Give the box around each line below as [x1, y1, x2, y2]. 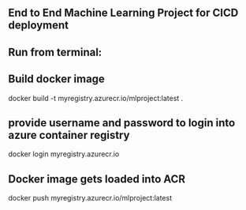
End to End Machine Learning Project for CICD [8, 6, 239, 20]
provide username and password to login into [8, 116, 236, 129]
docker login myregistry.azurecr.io [8, 149, 120, 159]
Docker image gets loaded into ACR [8, 172, 186, 186]
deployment [8, 19, 69, 32]
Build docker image [8, 73, 105, 86]
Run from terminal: [8, 45, 102, 58]
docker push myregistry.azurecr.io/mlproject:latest [8, 193, 172, 203]
